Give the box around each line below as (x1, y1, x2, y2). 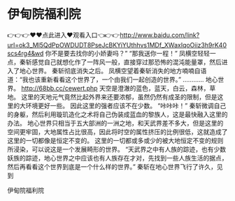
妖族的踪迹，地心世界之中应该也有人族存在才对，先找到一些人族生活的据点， (7, 154, 228, 162)
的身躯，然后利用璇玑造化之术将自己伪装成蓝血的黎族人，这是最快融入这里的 (7, 110, 228, 119)
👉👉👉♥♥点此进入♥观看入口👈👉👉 (7, 31, 120, 39)
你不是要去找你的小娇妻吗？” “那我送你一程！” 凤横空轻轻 (45, 49, 211, 57)
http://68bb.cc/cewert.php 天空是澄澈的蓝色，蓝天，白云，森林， (20, 84, 210, 92)
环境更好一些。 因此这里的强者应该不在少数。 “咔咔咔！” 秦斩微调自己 (25, 101, 227, 110)
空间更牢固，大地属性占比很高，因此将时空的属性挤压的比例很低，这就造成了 (7, 127, 228, 136)
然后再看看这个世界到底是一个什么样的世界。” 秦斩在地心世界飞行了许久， (7, 162, 218, 171)
